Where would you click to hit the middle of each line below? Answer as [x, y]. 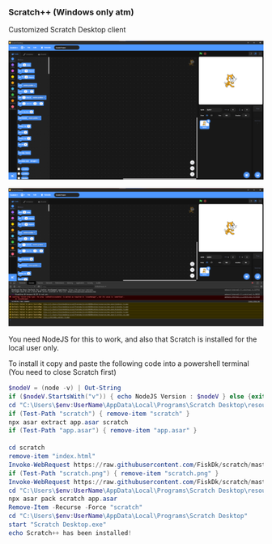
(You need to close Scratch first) [62, 372]
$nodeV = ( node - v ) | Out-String [65, 388]
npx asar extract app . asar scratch [68, 422]
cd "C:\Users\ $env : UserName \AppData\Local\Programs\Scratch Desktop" [128, 516]
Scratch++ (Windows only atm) [71, 12]
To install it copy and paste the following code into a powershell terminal [129, 363]
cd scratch [27, 448]
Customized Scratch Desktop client [67, 30]
